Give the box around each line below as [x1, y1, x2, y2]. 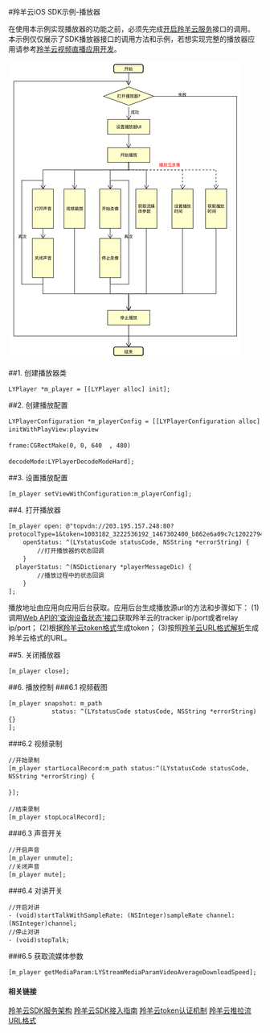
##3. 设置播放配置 [8, 473, 68, 482]
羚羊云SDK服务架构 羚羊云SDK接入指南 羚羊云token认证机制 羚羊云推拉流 [8, 1006, 252, 1015]
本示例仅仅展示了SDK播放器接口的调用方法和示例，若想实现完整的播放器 [8, 35, 248, 44]
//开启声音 [8, 846, 40, 854]
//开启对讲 [8, 903, 40, 911]
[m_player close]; [8, 667, 70, 675]
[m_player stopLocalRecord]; [8, 813, 106, 821]
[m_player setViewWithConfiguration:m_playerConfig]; [8, 490, 193, 498]
